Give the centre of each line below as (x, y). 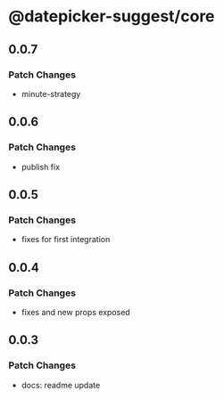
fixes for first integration (66, 240)
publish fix (40, 167)
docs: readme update (61, 385)
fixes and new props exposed (75, 312)
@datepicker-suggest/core (112, 16)
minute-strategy (51, 94)
